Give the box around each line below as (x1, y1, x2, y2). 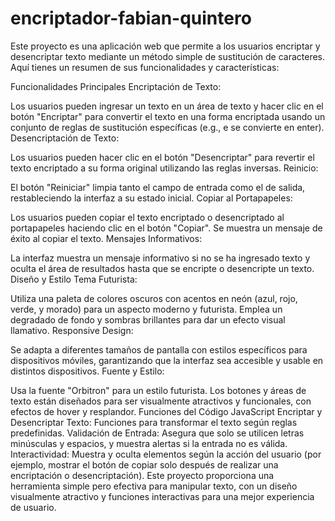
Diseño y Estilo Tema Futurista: (10, 273, 138, 285)
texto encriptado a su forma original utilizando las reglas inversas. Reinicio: (10, 162, 319, 174)
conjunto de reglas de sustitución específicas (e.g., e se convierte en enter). (10, 121, 325, 133)
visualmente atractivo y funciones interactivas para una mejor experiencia (10, 490, 315, 502)
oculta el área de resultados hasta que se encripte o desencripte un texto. (10, 262, 315, 274)
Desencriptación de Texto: (10, 132, 120, 144)
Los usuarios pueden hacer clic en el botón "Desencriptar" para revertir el (10, 151, 315, 163)
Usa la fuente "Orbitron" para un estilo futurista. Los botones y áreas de (10, 384, 307, 396)
